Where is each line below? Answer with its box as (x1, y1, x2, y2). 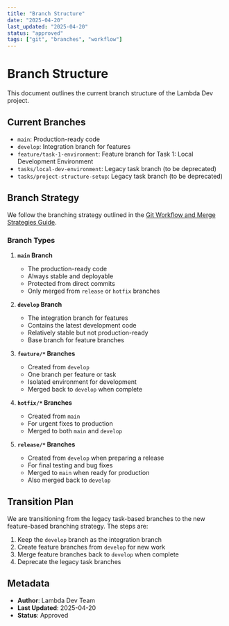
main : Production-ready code (17, 135, 101, 143)
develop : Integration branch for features (17, 142, 130, 150)
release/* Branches (17, 440, 76, 449)
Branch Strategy (7, 192, 80, 204)
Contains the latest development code (27, 321, 137, 329)
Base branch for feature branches (27, 335, 125, 344)
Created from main (27, 412, 80, 420)
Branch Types (7, 235, 56, 245)
